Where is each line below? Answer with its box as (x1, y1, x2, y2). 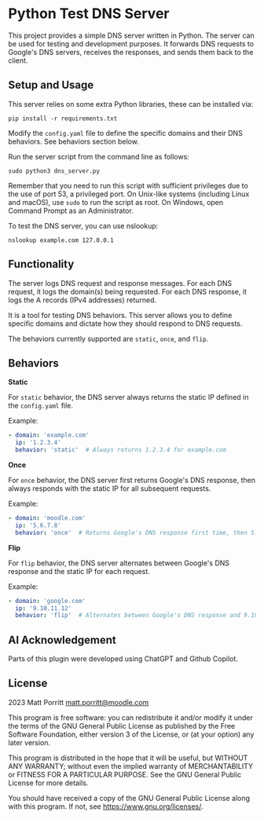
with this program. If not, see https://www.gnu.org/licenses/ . (8, 802, 203, 811)
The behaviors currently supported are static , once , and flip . (8, 334, 209, 343)
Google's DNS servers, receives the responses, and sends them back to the (8, 47, 254, 57)
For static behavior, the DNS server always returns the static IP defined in (8, 393, 249, 402)
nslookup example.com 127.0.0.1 (8, 236, 114, 244)
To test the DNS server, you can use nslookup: (8, 221, 159, 230)
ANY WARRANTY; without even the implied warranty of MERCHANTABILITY (8, 761, 254, 770)
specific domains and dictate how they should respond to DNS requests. (8, 319, 243, 328)
